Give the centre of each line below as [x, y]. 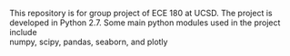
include [24, 32]
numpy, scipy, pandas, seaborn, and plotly [89, 42]
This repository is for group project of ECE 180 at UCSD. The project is [141, 13]
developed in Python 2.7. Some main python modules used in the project [145, 23]
